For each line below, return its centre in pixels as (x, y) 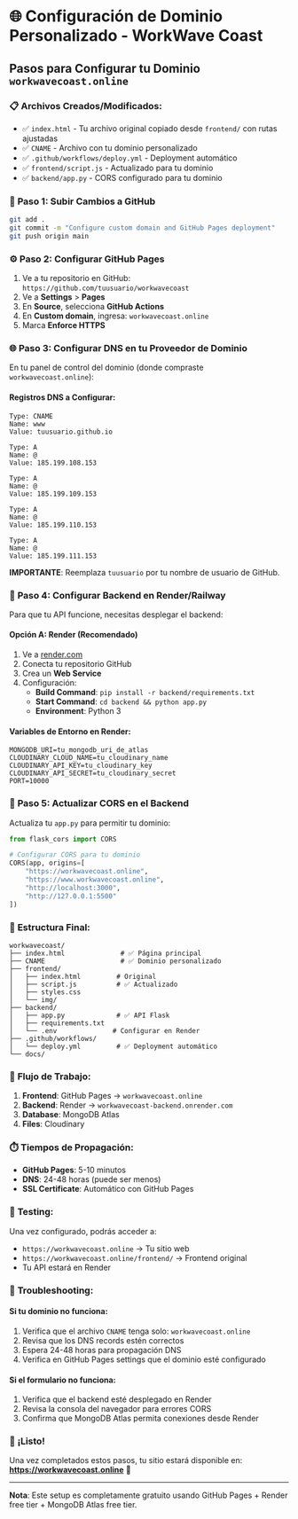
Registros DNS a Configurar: (63, 397)
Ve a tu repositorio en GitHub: (76, 278)
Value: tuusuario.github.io (61, 432)
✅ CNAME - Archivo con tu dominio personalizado (110, 147)
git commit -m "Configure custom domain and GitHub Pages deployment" (142, 228)
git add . (27, 220)
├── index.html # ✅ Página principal (106, 953)
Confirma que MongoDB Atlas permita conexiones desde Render (140, 1418)
